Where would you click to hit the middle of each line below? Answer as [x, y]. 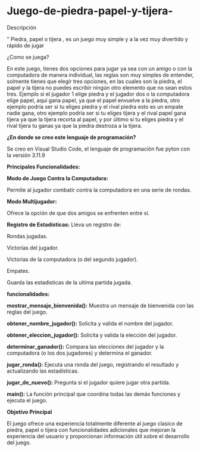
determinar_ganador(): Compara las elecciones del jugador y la [85, 346]
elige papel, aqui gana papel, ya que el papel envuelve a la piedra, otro [93, 100]
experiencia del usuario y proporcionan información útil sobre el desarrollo [98, 436]
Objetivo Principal [29, 412]
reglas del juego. [27, 312]
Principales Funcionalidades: [43, 167]
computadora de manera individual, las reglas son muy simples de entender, [100, 75]
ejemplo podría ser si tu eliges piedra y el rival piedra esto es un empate [95, 106]
